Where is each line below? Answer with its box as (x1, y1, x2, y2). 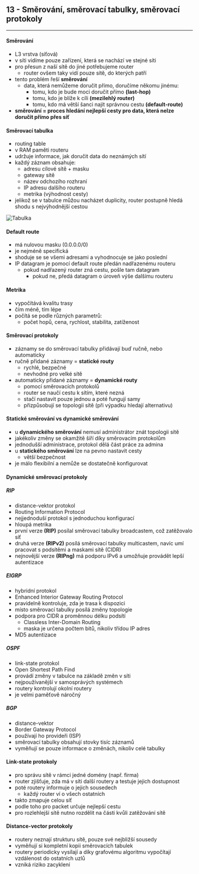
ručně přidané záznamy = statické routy (14, 358, 114, 365)
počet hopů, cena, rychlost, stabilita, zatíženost (23, 318, 140, 325)
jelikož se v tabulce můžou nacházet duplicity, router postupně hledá (14, 197, 183, 204)
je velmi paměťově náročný (14, 691, 81, 698)
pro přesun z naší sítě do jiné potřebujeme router (14, 63, 134, 70)
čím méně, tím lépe (14, 306, 62, 313)
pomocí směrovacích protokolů (23, 383, 99, 390)
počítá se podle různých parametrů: (14, 312, 102, 319)
